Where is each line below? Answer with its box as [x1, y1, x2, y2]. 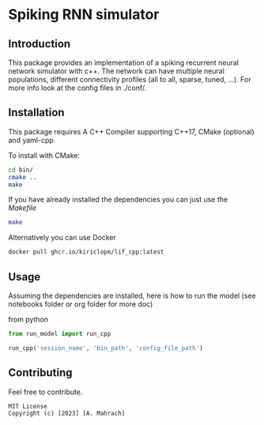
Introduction [8, 37, 71, 51]
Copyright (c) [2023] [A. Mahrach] [8, 409, 126, 417]
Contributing [8, 366, 73, 380]
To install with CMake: [8, 150, 81, 160]
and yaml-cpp [8, 135, 54, 145]
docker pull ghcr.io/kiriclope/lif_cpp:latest [8, 248, 164, 256]
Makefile [8, 203, 37, 212]
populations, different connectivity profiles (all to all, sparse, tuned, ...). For [8, 75, 251, 84]
